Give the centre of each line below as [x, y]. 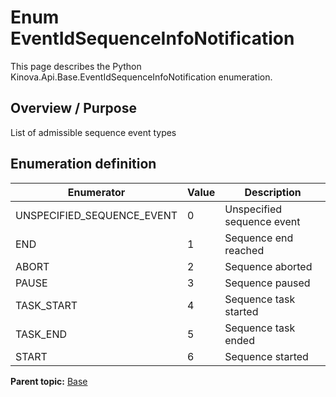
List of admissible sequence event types [93, 132]
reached [244, 250]
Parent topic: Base [49, 381]
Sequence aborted [268, 266]
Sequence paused [267, 283]
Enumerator [96, 192]
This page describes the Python [76, 66]
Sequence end [259, 238]
